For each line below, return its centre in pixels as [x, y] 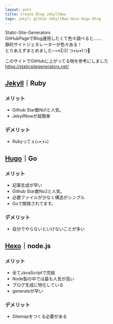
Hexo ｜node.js [28, 246]
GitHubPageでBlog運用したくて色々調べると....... [54, 38]
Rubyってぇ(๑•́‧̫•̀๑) [30, 141]
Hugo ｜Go [21, 158]
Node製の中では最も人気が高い [43, 279]
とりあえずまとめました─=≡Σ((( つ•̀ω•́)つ [48, 51]
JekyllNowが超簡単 [31, 116]
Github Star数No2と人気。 [38, 191]
